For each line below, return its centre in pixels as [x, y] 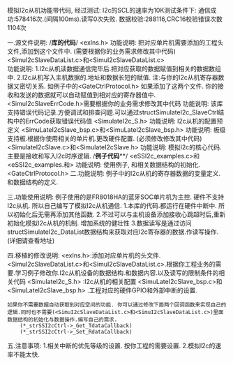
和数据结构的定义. [33, 182]
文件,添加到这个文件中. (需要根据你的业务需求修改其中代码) [92, 51]
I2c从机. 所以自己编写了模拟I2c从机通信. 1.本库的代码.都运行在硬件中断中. [112, 206]
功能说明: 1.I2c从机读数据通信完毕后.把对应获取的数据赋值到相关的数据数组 [114, 69]
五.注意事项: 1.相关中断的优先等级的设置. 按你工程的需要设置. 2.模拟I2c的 [111, 345]
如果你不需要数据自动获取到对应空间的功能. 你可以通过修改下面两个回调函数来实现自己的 [117, 305]
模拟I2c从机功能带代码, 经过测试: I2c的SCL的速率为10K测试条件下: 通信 [109, 10]
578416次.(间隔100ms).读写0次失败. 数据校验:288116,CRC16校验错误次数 [119, 19]
